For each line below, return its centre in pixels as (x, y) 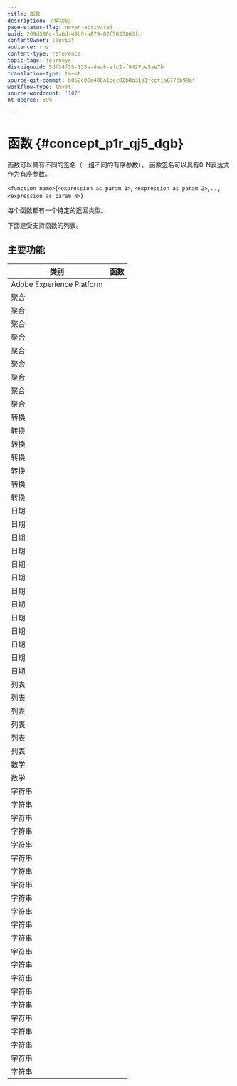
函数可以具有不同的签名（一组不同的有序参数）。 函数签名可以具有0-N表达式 (118, 165)
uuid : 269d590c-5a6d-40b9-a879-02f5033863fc (74, 34)
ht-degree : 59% (30, 100)
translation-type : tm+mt (44, 73)
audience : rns (28, 47)
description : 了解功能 (39, 21)
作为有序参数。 (29, 173)
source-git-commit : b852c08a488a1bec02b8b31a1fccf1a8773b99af (101, 80)
